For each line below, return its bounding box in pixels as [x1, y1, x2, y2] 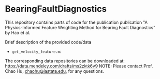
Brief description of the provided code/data [5, 39, 92, 45]
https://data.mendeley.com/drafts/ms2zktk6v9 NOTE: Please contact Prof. [5, 63, 153, 69]
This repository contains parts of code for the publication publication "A [5, 19, 148, 25]
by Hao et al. [5, 30, 30, 35]
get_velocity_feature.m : [12, 48, 61, 54]
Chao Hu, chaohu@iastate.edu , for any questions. [5, 68, 104, 74]
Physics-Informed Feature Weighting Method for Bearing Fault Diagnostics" [5, 24, 156, 30]
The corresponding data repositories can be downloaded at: [5, 58, 125, 63]
